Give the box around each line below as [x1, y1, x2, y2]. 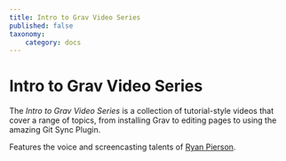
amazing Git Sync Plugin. [9, 125, 101, 135]
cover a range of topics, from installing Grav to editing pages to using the [9, 115, 277, 125]
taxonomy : [9, 29, 46, 38]
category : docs [25, 37, 82, 47]
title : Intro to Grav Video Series [9, 12, 141, 22]
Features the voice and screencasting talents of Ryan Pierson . [9, 141, 236, 152]
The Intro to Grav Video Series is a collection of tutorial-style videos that [9, 106, 274, 117]
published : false [9, 21, 74, 30]
